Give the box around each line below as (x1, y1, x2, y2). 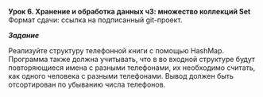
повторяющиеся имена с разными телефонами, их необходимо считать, (8, 63, 256, 72)
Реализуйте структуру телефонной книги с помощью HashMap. (8, 46, 225, 55)
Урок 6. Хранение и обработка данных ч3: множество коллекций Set (8, 7, 251, 16)
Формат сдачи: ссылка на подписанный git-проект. (8, 15, 183, 25)
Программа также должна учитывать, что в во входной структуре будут (8, 55, 256, 64)
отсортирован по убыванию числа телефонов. (8, 80, 166, 89)
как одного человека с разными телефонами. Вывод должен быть (8, 72, 234, 80)
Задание (8, 31, 40, 40)
